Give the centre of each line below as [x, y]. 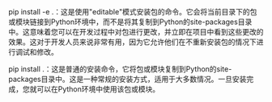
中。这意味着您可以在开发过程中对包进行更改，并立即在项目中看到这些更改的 [136, 32]
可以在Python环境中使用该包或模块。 [98, 89]
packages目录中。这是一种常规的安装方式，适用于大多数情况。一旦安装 [127, 79]
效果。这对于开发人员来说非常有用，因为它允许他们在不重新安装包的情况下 [132, 42]
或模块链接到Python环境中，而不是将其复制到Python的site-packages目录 [130, 22]
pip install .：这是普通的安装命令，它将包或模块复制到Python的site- [120, 69]
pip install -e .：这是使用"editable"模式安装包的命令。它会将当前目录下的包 [133, 12]
